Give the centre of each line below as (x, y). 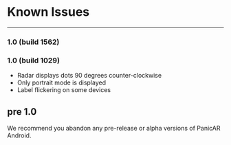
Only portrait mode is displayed (62, 82)
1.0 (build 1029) (34, 60)
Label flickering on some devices (64, 90)
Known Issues (48, 12)
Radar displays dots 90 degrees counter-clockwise (89, 76)
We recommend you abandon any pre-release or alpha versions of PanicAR (114, 128)
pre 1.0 (22, 112)
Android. (19, 135)
